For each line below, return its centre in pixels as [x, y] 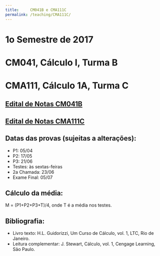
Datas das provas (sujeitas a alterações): [71, 138]
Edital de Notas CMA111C [45, 121]
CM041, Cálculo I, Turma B [62, 62]
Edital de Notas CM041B [44, 104]
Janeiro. [21, 239]
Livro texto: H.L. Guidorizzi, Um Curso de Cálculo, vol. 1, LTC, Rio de [83, 233]
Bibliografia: [25, 221]
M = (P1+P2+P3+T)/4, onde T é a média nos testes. [59, 205]
